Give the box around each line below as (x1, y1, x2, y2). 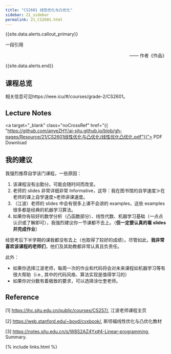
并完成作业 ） (12, 226, 40, 232)
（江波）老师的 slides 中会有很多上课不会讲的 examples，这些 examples (12, 200, 165, 206)
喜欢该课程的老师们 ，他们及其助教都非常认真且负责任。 (5, 243, 122, 249)
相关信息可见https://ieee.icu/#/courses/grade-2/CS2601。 (5, 93, 128, 100)
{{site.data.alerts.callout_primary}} (5, 31, 78, 37)
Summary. (5, 334, 27, 340)
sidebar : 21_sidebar (5, 12, 50, 17)
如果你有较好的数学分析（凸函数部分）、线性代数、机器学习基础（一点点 (12, 213, 163, 219)
